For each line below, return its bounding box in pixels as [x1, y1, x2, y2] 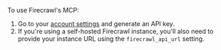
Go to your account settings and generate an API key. [17, 20, 175, 27]
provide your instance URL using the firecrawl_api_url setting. [17, 35, 205, 43]
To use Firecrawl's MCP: [7, 6, 80, 14]
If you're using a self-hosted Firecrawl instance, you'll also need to [17, 27, 214, 35]
